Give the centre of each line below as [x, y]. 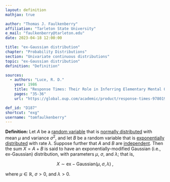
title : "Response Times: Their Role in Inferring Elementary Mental [88, 89]
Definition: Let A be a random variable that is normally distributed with [79, 132]
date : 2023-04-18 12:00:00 [34, 38]
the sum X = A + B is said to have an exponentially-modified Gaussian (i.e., [83, 149]
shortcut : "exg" [22, 113]
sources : [14, 75]
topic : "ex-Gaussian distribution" [43, 61]
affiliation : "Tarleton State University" [51, 28]
